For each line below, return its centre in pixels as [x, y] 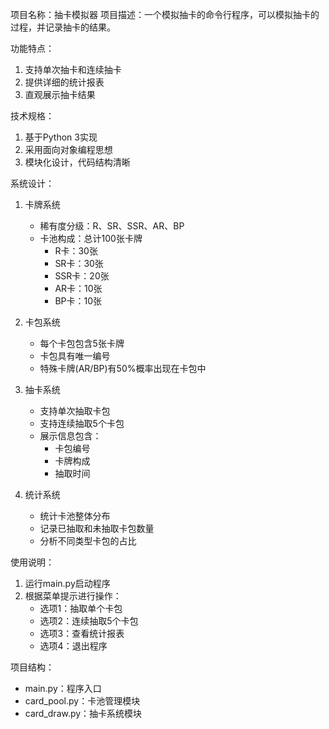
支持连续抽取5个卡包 [82, 423]
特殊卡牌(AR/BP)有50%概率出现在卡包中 [123, 368]
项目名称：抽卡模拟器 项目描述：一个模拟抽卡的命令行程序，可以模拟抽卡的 [165, 14]
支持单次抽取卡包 [75, 411]
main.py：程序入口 [63, 688]
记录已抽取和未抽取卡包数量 [97, 528]
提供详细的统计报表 [64, 82]
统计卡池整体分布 [75, 516]
